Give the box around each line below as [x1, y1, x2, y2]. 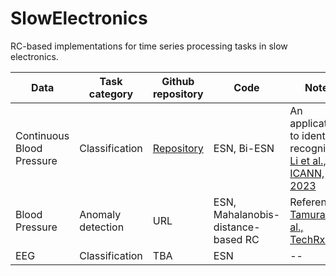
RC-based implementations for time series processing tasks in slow [10, 40, 288, 52]
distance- [213, 220, 261, 234]
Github [161, 74, 195, 88]
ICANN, [289, 166, 325, 180]
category [88, 87, 134, 101]
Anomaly [79, 207, 122, 221]
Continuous [15, 128, 70, 142]
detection [79, 220, 125, 234]
